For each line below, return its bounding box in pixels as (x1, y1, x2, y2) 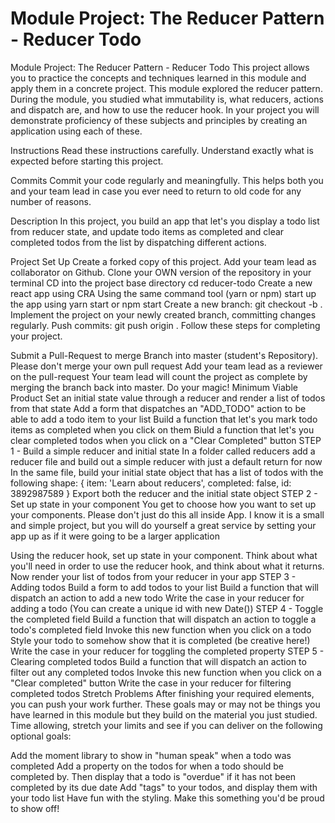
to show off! (10, 802, 60, 814)
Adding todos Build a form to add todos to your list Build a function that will (10, 581, 319, 593)
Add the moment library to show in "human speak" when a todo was (10, 749, 292, 761)
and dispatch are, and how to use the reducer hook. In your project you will (10, 103, 320, 116)
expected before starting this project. (10, 155, 164, 167)
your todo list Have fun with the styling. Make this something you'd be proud (10, 792, 325, 804)
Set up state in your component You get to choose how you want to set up (10, 498, 317, 510)
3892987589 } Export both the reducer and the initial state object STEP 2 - (10, 487, 318, 499)
